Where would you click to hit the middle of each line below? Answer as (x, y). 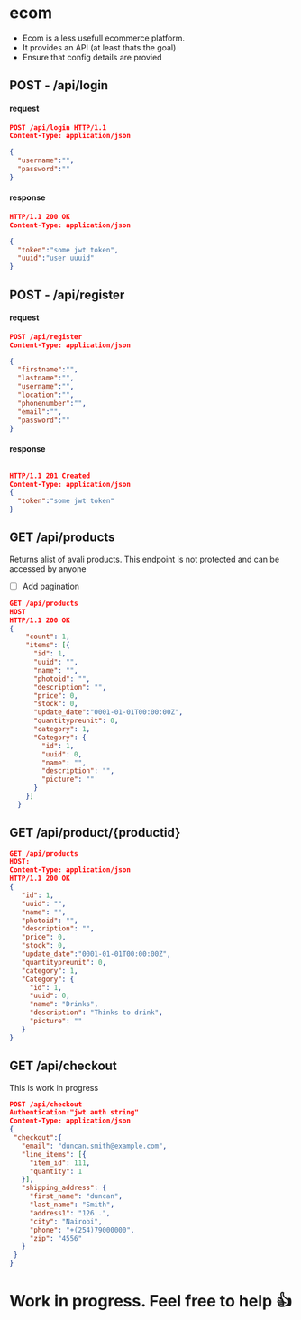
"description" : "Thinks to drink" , (96, 1013)
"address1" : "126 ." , (70, 1213)
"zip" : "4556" (56, 1238)
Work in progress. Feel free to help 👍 (151, 1302)
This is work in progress (54, 1087)
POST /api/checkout (46, 1104)
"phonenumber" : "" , (52, 403)
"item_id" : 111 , (60, 1163)
